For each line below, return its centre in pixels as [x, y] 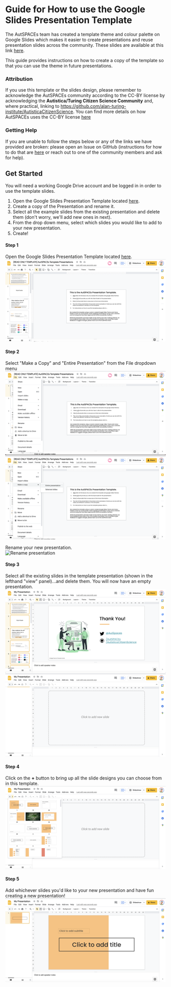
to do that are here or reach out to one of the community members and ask [84, 152]
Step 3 [12, 564]
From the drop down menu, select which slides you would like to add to [87, 223]
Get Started [24, 173]
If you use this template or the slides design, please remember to [73, 90]
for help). [15, 157]
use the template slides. [30, 191]
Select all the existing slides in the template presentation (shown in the [79, 575]
